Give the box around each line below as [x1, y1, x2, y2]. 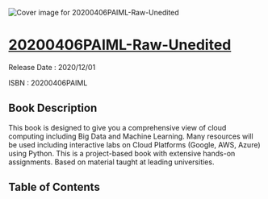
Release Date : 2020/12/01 [8, 62, 96, 72]
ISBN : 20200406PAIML [8, 77, 88, 88]
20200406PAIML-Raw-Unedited [8, 36, 232, 54]
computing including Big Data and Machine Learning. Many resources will [8, 131, 253, 141]
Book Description [8, 102, 98, 115]
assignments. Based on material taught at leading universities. [8, 157, 215, 167]
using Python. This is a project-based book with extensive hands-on [8, 148, 236, 158]
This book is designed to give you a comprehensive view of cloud [8, 122, 227, 132]
